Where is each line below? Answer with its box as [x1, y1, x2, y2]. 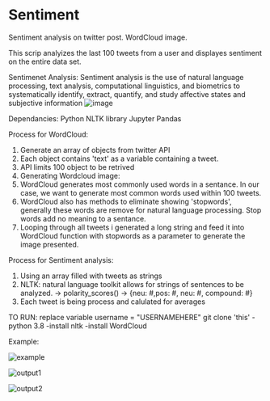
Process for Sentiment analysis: [8, 255, 114, 264]
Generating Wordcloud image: [19, 171, 120, 180]
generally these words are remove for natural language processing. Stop [19, 205, 262, 215]
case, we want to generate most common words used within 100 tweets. [19, 188, 262, 197]
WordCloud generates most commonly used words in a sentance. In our [19, 179, 260, 189]
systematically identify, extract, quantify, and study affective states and [8, 89, 247, 99]
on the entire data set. [8, 57, 82, 66]
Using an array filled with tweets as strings [19, 271, 162, 281]
